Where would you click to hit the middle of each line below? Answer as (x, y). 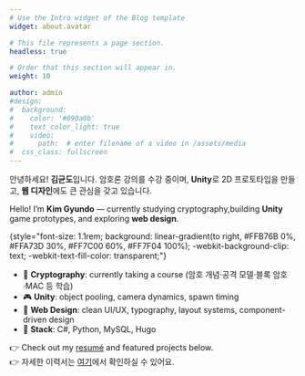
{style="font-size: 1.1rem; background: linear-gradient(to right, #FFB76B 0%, (152, 236)
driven (35, 319)
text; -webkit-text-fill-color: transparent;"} (88, 256)
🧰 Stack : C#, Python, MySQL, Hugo (89, 329)
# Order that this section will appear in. (93, 68)
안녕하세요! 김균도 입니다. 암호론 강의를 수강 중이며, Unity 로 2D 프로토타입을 (144, 179)
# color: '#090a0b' (52, 118)
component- (262, 310)
